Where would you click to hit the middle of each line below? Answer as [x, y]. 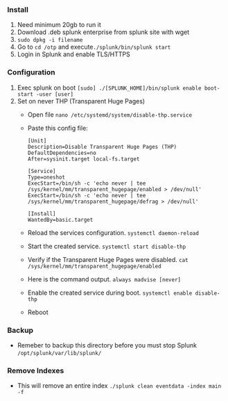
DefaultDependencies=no [62, 153]
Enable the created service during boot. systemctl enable [110, 293]
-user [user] [55, 94]
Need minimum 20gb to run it [59, 25]
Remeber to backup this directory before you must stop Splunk [107, 345]
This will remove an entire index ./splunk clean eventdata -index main [119, 386]
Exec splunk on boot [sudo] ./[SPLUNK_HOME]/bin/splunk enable [109, 88]
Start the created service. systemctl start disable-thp [107, 246]
